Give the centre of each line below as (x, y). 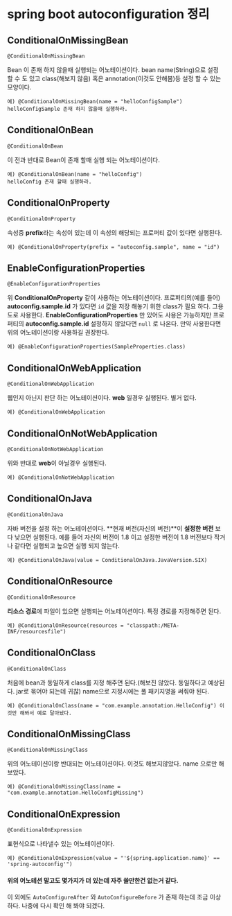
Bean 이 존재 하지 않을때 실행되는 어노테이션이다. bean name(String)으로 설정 (113, 70)
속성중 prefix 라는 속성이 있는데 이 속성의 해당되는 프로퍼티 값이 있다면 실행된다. (115, 232)
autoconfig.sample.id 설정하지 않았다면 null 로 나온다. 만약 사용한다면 (123, 324)
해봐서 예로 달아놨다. (46, 713)
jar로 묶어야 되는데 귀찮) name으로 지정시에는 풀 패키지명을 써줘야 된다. (113, 691)
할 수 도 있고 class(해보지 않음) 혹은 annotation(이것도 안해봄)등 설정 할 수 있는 (114, 78)
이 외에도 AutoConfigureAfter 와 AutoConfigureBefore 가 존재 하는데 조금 (108, 897)
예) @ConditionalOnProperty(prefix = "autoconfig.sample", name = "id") (114, 247)
